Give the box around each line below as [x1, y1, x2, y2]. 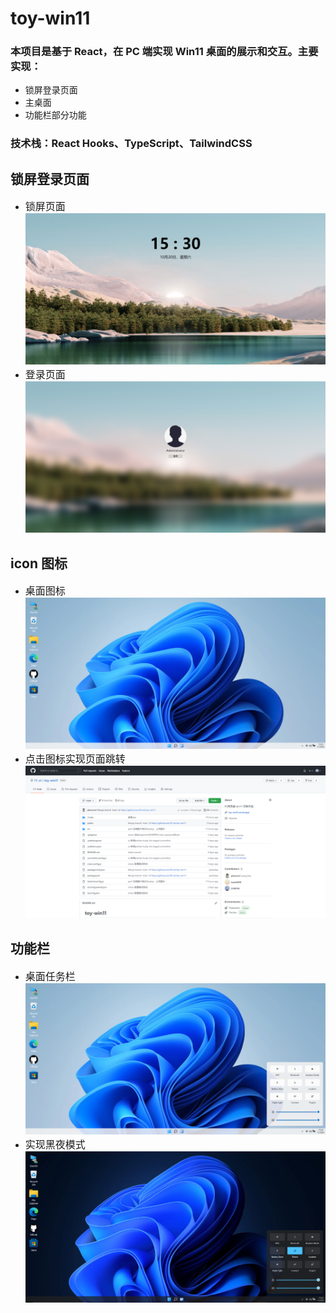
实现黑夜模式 [24, 1137, 86, 1151]
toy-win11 [10, 7, 91, 30]
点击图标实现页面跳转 [24, 752, 126, 766]
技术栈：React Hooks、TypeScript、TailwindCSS [10, 137, 253, 151]
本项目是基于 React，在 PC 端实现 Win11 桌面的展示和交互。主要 [10, 45, 319, 59]
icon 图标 [10, 555, 68, 572]
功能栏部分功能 [24, 109, 87, 121]
